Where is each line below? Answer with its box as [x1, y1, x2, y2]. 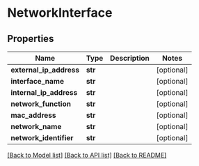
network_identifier [10, 133, 74, 142]
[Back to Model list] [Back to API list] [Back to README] [7, 151, 167, 159]
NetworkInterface [7, 5, 113, 21]
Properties [7, 33, 54, 45]
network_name [10, 122, 62, 131]
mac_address [10, 110, 56, 120]
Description [110, 54, 150, 63]
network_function [10, 99, 72, 109]
